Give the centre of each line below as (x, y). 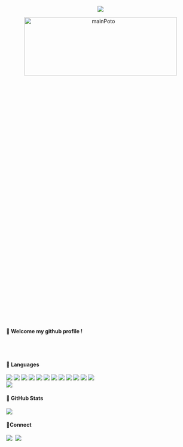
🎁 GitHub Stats (25, 398)
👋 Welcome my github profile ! (44, 331)
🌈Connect (19, 425)
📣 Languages (23, 364)
